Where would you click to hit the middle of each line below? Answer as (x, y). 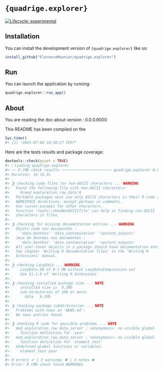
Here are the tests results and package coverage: (54, 152)
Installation (22, 36)
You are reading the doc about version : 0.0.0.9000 (56, 120)
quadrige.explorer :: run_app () (36, 93)
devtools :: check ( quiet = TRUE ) (37, 161)
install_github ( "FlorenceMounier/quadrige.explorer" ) (61, 57)
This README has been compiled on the (45, 129)
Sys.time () (16, 138)
